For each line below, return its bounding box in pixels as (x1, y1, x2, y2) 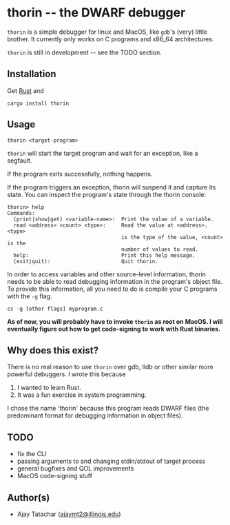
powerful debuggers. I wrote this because (7, 370, 126, 378)
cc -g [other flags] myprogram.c (7, 305, 103, 312)
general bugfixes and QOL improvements (17, 464, 134, 473)
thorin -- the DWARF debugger (7, 5, 186, 21)
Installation (7, 68, 56, 80)
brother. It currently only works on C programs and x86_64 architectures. (7, 34, 215, 43)
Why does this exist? (7, 344, 98, 356)
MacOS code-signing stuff (17, 472, 93, 480)
